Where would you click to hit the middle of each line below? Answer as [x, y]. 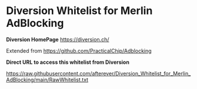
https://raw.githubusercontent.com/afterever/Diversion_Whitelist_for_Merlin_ [98, 73]
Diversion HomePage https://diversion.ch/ [58, 39]
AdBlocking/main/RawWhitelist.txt [47, 80]
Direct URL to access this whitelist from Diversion [68, 62]
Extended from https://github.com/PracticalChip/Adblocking [79, 50]
